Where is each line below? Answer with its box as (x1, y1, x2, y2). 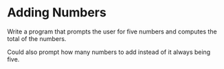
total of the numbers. (7, 34, 67, 42)
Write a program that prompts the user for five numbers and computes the (7, 27, 218, 36)
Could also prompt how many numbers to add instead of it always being (7, 48, 211, 56)
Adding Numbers (7, 5, 107, 20)
